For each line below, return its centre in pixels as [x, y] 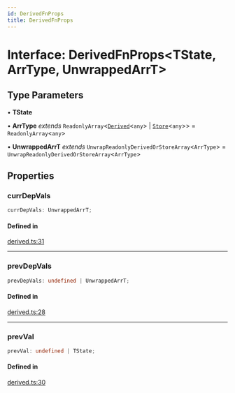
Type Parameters [45, 95]
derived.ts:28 [26, 312]
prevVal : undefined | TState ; [51, 351]
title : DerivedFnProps [40, 20]
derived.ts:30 [27, 383]
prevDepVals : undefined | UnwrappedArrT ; [69, 281]
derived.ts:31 [26, 242]
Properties [31, 176]
